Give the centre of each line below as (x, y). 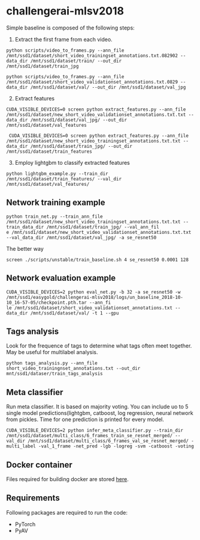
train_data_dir (25, 227)
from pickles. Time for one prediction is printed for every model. (85, 420)
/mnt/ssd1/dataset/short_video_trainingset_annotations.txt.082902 (92, 55)
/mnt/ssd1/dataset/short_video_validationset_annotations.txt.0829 (92, 82)
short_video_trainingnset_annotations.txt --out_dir (73, 369)
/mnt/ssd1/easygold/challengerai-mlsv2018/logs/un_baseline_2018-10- (95, 297)
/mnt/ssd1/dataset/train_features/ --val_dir (64, 179)
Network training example (56, 203)
